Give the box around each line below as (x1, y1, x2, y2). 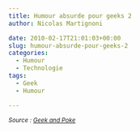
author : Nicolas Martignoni (8, 19, 104, 28)
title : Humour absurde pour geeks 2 (8, 11, 132, 20)
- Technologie (15, 64, 63, 73)
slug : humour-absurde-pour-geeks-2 (8, 41, 129, 49)
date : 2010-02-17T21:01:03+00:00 (8, 34, 121, 42)
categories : (8, 49, 49, 57)
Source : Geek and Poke (8, 116, 76, 124)
